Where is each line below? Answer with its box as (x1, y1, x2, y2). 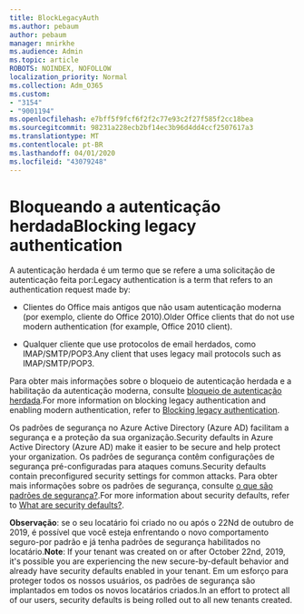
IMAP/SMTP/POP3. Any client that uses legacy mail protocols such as (22, 348, 281, 359)
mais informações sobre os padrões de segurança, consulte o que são (9, 480, 274, 491)
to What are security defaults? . (9, 499, 124, 510)
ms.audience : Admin (9, 47, 83, 56)
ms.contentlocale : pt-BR (9, 140, 103, 149)
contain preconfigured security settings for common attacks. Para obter (9, 470, 279, 482)
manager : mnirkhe (9, 38, 75, 48)
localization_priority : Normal (9, 73, 128, 82)
